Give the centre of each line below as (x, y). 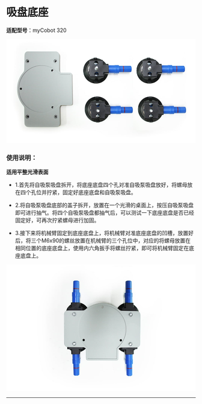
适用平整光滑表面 (27, 172)
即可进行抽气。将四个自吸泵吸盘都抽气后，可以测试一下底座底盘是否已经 (104, 212)
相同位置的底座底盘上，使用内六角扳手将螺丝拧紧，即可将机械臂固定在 (102, 248)
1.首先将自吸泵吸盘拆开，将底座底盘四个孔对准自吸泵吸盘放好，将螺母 (101, 185)
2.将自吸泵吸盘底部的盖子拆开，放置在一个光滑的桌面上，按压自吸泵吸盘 (104, 205)
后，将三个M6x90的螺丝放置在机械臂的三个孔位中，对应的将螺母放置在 (103, 240)
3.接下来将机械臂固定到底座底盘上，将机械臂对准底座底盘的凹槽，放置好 (104, 233)
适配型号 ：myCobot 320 (37, 30)
